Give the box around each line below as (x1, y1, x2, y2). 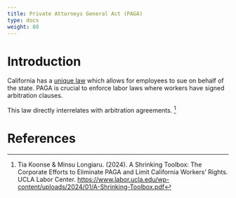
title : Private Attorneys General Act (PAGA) (7, 10, 143, 17)
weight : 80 (7, 23, 39, 30)
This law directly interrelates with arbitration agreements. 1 (7, 105, 177, 114)
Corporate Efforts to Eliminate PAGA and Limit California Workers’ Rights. (17, 167, 228, 176)
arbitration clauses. (7, 92, 63, 100)
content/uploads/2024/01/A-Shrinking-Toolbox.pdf (17, 183, 165, 191)
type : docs (7, 17, 39, 24)
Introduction (7, 53, 81, 69)
